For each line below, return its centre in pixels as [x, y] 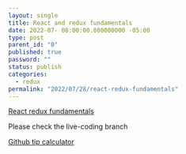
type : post [26, 38]
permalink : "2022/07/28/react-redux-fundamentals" [93, 89]
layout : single [33, 15]
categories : [28, 74]
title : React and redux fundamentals [70, 23]
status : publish [35, 67]
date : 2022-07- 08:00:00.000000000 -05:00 [79, 30]
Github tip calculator [41, 142]
